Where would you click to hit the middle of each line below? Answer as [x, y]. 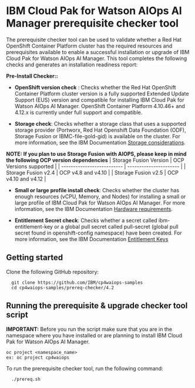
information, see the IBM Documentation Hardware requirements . [94, 209]
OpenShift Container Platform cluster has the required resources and [89, 46]
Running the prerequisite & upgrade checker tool [97, 306]
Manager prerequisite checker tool [93, 23]
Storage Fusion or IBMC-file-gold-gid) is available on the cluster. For [97, 136]
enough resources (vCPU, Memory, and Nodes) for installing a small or [100, 196]
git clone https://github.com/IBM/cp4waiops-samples [77, 282]
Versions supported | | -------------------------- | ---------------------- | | [96, 166]
